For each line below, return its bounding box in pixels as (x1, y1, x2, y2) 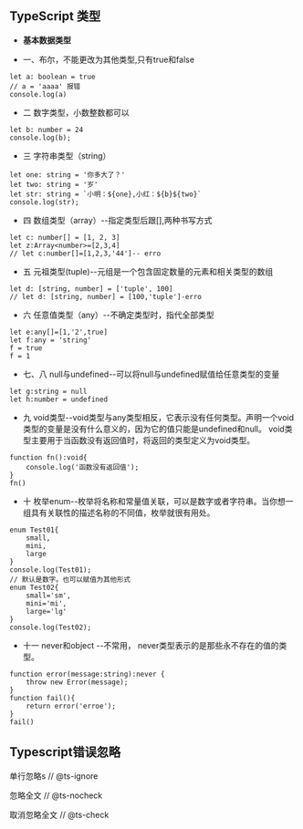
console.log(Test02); (9, 623, 92, 632)
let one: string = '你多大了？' (9, 170, 126, 180)
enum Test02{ (9, 583, 59, 592)
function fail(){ (9, 693, 76, 702)
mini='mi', (26, 598, 68, 608)
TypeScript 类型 (9, 8, 101, 25)
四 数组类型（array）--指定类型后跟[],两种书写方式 (22, 214, 213, 225)
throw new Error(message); (26, 678, 129, 687)
